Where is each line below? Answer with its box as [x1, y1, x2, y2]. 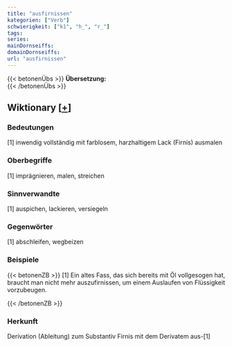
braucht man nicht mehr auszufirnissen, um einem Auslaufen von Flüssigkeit [7, 278, 225, 287]
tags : [7, 29, 23, 37]
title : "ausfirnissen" [7, 10, 73, 17]
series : [7, 36, 30, 43]
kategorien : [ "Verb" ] [7, 17, 70, 24]
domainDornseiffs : [7, 49, 60, 56]
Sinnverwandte [7, 189, 60, 198]
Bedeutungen [7, 123, 54, 133]
